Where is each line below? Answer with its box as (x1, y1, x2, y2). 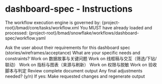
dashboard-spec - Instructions (5, 3, 133, 15)
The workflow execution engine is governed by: (5, 20, 101, 25)
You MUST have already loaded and (80, 24, 152, 30)
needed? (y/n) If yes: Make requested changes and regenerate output (5, 73, 145, 79)
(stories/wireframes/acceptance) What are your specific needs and (5, 50, 141, 56)
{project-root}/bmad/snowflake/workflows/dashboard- (28, 30, 139, 36)
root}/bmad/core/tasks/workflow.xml (5, 24, 79, 30)
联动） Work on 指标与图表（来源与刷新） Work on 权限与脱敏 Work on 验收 (5, 62, 157, 67)
